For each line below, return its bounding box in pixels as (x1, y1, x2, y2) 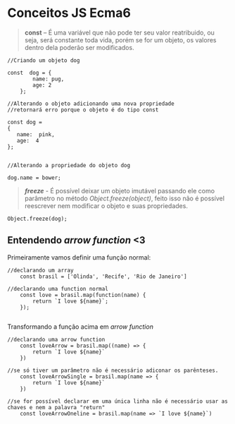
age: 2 (32, 81, 52, 89)
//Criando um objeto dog (7, 56, 80, 64)
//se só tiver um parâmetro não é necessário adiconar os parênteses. (7, 367, 219, 374)
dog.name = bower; (7, 174, 61, 181)
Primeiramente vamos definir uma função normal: (7, 253, 151, 262)
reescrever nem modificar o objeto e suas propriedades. (24, 201, 189, 210)
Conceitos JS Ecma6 (7, 5, 132, 21)
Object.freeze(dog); (7, 215, 68, 222)
